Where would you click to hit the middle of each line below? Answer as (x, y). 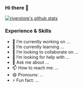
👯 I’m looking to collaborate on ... (45, 52)
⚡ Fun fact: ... (25, 80)
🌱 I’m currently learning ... (38, 47)
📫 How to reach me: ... (35, 68)
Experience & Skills (28, 31)
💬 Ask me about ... (31, 62)
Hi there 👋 (17, 8)
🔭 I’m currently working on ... (41, 41)
